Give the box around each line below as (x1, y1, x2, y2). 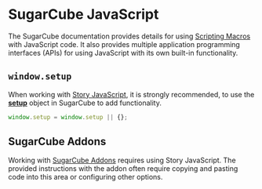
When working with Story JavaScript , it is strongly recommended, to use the (8, 89, 255, 99)
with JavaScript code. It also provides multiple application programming (8, 39, 241, 49)
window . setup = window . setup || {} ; (8, 113, 128, 121)
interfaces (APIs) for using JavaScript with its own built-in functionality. (8, 48, 238, 57)
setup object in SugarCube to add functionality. (8, 98, 162, 107)
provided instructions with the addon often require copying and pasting (8, 164, 238, 173)
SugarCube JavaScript (8, 5, 159, 24)
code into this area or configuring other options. (8, 173, 163, 182)
